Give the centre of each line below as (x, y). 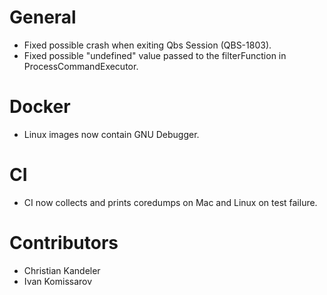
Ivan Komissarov (58, 281)
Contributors (64, 243)
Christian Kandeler (62, 270)
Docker (40, 107)
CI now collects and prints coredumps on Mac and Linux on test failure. (170, 202)
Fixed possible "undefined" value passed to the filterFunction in (155, 55)
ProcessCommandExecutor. (81, 66)
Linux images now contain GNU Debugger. (111, 134)
